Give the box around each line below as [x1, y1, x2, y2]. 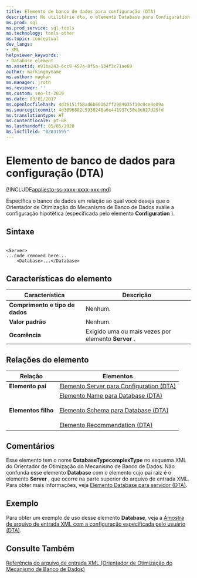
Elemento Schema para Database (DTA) [59, 406, 169, 415]
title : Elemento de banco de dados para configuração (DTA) [6, 8, 157, 15]
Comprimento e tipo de [9, 301, 75, 309]
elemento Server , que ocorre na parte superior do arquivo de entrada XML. [6, 475, 189, 482]
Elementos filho [9, 406, 54, 415]
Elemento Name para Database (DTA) [59, 392, 163, 400]
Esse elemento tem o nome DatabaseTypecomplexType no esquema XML [6, 456, 186, 464]
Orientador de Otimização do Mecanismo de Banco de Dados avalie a [6, 203, 175, 210]
